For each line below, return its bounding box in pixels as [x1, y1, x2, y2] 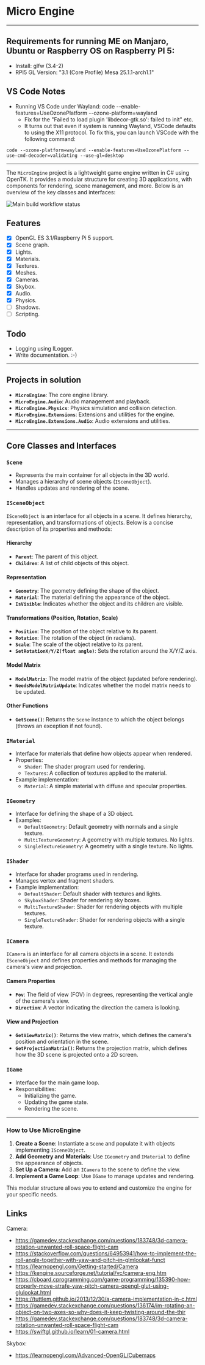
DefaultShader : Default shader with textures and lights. [24, 890, 162, 897]
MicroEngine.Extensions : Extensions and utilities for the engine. [15, 411, 175, 418]
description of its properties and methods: [6, 525, 112, 533]
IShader [6, 858, 29, 865]
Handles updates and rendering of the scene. [15, 484, 129, 492]
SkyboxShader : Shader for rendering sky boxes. [24, 896, 142, 903]
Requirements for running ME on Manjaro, [6, 36, 169, 47]
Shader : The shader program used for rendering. [24, 763, 145, 770]
